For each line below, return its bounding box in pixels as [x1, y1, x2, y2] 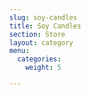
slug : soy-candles [9, 13, 78, 22]
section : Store [9, 30, 66, 38]
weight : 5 [25, 64, 62, 73]
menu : [9, 47, 29, 56]
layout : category [9, 38, 74, 47]
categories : [17, 55, 62, 64]
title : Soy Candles [9, 21, 82, 30]
